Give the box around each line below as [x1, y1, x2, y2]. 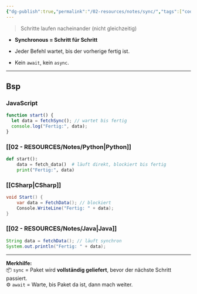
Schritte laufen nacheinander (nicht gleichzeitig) [20, 25, 137, 32]
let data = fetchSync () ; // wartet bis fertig [11, 118, 127, 124]
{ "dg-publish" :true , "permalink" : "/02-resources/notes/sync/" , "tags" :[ [6, 8, 182, 15]
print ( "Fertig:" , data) [16, 167, 75, 173]
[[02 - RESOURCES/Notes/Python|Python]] [6, 142, 132, 151]
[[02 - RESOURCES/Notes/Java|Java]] [6, 225, 117, 233]
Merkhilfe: [6, 259, 32, 266]
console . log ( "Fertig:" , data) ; [11, 123, 88, 129]
